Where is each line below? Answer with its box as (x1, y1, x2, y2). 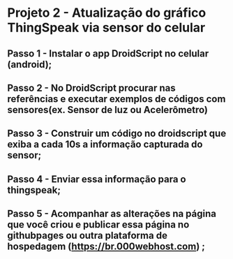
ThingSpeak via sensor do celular (7, 20, 206, 36)
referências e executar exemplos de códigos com (7, 93, 226, 105)
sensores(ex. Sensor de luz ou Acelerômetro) (7, 103, 208, 116)
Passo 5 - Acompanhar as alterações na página (7, 208, 216, 220)
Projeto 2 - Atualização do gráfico (7, 5, 206, 21)
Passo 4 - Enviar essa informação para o (7, 173, 186, 185)
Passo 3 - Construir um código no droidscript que (7, 128, 227, 140)
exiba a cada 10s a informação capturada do (7, 138, 203, 151)
